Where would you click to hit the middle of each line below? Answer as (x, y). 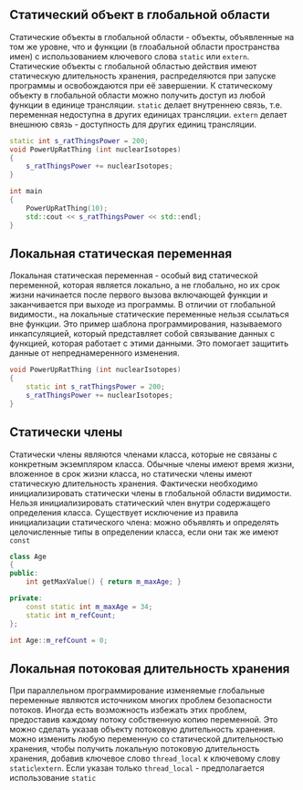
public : (24, 574)
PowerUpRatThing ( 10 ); (67, 208)
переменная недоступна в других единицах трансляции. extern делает (148, 114)
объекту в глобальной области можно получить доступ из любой (138, 95)
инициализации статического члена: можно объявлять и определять (145, 522)
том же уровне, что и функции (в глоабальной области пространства (145, 47)
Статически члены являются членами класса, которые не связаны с (144, 454)
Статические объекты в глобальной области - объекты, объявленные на (152, 36)
